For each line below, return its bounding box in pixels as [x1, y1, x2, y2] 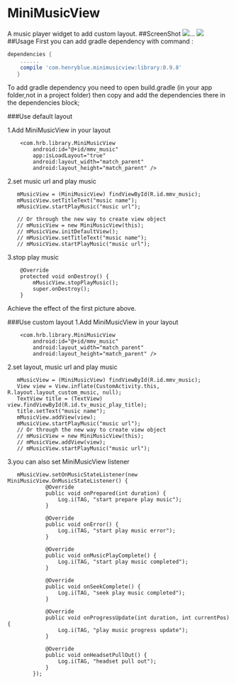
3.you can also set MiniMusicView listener [7, 457, 130, 466]
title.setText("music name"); [16, 407, 106, 415]
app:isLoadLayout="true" [33, 152, 106, 159]
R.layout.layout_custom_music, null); [7, 389, 122, 396]
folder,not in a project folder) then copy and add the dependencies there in [7, 91, 225, 100]
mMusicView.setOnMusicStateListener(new [16, 471, 138, 479]
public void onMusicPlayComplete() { [45, 552, 157, 560]
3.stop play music [7, 253, 59, 262]
